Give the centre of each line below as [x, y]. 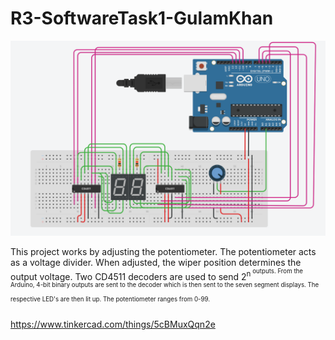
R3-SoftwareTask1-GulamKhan [142, 18]
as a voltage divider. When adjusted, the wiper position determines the [156, 262]
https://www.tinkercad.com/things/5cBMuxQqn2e [113, 324]
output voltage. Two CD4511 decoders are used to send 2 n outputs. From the [157, 274]
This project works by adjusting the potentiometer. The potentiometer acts [163, 251]
